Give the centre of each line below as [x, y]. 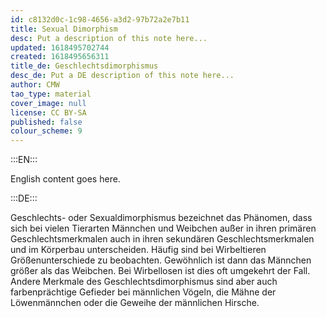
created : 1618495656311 [60, 57]
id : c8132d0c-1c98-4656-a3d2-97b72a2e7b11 [100, 19]
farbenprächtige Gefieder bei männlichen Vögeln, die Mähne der [143, 292]
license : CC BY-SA [48, 112]
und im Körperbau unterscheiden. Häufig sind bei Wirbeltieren [138, 250]
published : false [46, 122]
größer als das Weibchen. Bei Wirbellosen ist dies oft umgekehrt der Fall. [160, 271]
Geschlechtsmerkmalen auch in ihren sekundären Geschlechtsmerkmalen [162, 239]
